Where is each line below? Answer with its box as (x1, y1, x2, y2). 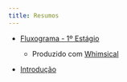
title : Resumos (8, 11, 59, 20)
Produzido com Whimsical (31, 49, 119, 58)
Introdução (19, 64, 57, 74)
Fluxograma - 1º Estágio (19, 33, 100, 43)
